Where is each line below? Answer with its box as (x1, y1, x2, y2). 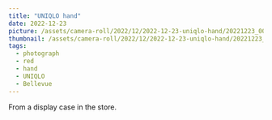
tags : (8, 42, 27, 50)
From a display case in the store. (8, 102, 117, 112)
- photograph (15, 49, 60, 58)
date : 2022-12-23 (8, 19, 67, 28)
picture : (8, 27, 38, 35)
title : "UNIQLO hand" (8, 11, 82, 20)
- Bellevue (15, 79, 53, 88)
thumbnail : (8, 34, 45, 43)
